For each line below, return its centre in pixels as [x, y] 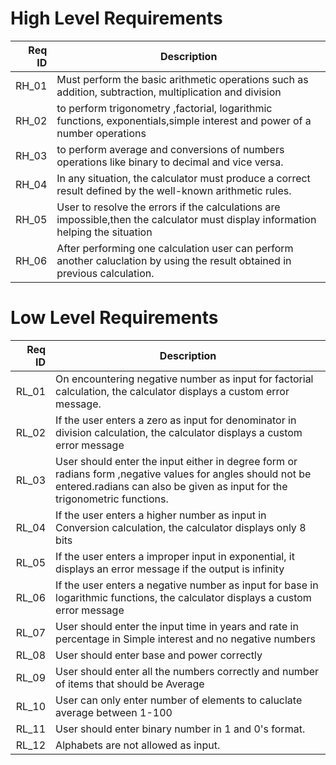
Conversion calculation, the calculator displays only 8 [181, 527]
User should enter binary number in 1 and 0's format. [180, 729]
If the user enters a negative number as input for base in [187, 585]
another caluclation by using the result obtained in [174, 260]
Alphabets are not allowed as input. [138, 745]
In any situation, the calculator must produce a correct [183, 178]
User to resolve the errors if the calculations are [168, 207]
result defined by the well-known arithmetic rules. [174, 190]
